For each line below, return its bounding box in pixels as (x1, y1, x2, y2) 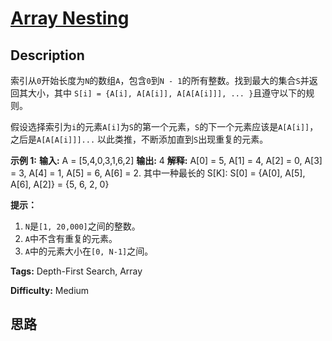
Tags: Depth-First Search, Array (10, 265, 143, 277)
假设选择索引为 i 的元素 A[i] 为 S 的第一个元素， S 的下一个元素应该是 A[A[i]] (10, 121, 310, 132)
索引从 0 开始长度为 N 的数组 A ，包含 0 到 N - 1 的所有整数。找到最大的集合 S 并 (10, 75, 310, 86)
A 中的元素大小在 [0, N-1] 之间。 (24, 245, 154, 257)
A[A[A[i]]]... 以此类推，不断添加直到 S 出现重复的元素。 (36, 133, 269, 145)
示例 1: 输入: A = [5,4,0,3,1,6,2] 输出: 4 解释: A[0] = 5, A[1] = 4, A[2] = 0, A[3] (10, 155, 323, 166)
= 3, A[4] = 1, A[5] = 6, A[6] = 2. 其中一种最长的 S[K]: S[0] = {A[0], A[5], (10, 167, 306, 179)
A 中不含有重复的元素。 (24, 233, 118, 244)
